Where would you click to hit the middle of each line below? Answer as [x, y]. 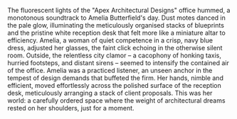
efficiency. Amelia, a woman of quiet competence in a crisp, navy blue [110, 40]
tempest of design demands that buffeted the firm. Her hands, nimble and [116, 78]
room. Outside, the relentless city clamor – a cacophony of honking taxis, [115, 55]
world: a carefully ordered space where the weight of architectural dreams [116, 101]
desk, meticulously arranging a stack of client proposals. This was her [110, 93]
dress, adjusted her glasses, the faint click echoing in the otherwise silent [115, 48]
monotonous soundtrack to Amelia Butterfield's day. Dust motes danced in [117, 18]
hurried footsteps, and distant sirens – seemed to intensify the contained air [118, 63]
